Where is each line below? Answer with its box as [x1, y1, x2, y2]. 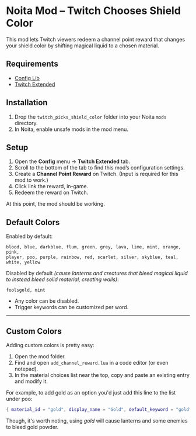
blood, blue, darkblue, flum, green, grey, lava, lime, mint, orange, [6, 244, 181, 250]
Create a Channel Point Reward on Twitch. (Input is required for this [14, 171, 179, 178]
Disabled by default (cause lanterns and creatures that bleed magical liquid [6, 270, 188, 277]
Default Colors [6, 217, 60, 227]
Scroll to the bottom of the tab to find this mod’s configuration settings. [14, 164, 185, 171]
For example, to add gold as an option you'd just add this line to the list [6, 389, 176, 396]
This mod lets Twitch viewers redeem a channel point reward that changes [6, 36, 185, 43]
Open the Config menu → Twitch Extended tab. [14, 158, 130, 165]
